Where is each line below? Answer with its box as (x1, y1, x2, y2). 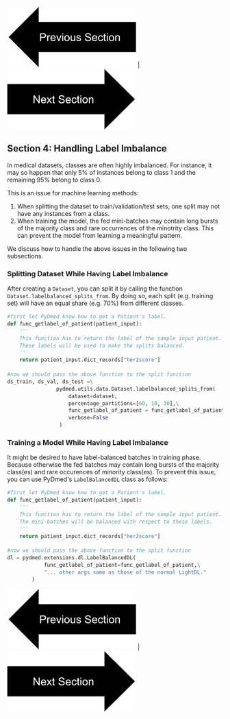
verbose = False (68, 415, 109, 422)
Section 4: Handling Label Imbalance (7, 143, 167, 154)
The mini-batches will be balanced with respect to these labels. (19, 518, 213, 525)
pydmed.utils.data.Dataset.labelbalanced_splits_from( (55, 385, 216, 392)
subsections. (7, 252, 43, 260)
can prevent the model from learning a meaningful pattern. (16, 231, 183, 239)
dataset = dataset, (68, 393, 118, 400)
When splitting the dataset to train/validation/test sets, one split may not (16, 202, 220, 210)
